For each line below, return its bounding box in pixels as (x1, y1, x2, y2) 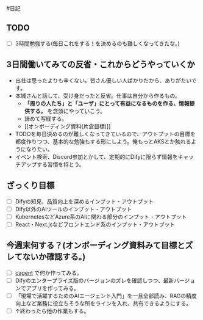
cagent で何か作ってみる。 (15, 269, 82, 276)
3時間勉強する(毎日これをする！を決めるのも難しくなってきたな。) (15, 40, 180, 47)
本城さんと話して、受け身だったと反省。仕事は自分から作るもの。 (15, 92, 181, 99)
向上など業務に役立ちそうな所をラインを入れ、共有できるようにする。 (15, 299, 192, 307)
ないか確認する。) (22, 252, 86, 262)
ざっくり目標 (6, 180, 55, 191)
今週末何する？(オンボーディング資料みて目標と (6, 240, 185, 251)
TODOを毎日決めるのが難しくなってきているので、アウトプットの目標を (15, 130, 196, 137)
